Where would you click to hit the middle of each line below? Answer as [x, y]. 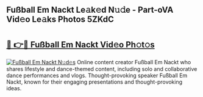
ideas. [14, 88]
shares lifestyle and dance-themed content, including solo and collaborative [102, 69]
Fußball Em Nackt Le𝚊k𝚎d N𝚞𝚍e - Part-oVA [90, 10]
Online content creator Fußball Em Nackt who [134, 62]
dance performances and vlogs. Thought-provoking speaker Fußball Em [97, 75]
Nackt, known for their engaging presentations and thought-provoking [94, 82]
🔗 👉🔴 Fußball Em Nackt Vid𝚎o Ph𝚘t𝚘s [80, 45]
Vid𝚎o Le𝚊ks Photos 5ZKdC [60, 20]
